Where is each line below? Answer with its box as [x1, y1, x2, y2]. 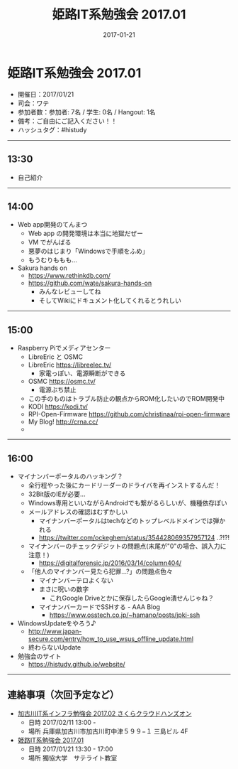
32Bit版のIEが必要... [28, 490, 86, 498]
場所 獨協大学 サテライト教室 [28, 753, 118, 762]
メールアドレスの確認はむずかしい [28, 507, 128, 516]
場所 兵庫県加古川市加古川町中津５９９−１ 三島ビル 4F [28, 726, 188, 736]
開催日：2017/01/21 [17, 90, 74, 98]
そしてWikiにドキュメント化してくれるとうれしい [38, 296, 182, 305]
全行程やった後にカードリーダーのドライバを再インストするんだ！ [28, 480, 221, 489]
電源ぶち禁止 [38, 385, 76, 394]
